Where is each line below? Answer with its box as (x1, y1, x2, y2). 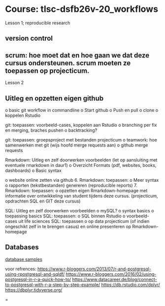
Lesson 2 (5, 80, 24, 86)
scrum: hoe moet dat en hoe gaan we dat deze (5, 51, 149, 59)
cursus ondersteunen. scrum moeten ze (5, 58, 131, 67)
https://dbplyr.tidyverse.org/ (5, 287, 63, 293)
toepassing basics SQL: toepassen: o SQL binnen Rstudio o (5, 213, 126, 219)
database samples (5, 256, 43, 262)
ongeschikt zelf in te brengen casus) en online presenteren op (5, 223, 132, 229)
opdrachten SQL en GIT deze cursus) (5, 198, 81, 204)
